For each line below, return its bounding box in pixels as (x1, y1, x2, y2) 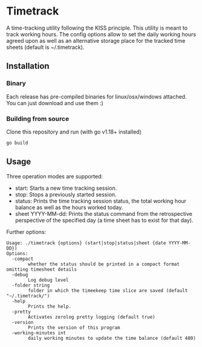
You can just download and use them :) (6, 99, 104, 106)
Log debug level (28, 277, 69, 283)
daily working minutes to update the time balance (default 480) (28, 335, 197, 341)
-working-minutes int (11, 329, 67, 336)
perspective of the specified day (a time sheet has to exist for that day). (15, 216, 194, 224)
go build (6, 140, 28, 146)
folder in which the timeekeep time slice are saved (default (28, 287, 188, 294)
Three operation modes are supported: (6, 172, 103, 180)
